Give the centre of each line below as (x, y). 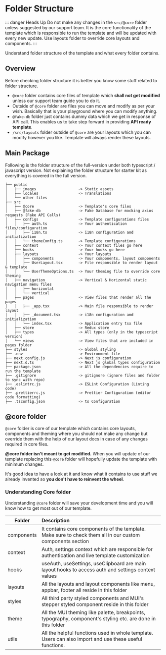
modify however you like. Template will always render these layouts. (82, 137)
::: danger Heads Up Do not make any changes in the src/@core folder (76, 22)
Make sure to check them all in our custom (90, 535)
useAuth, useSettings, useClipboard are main (94, 563)
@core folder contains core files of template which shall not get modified (86, 95)
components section (65, 541)
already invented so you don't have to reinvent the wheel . (65, 479)
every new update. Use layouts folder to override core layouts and (72, 38)
